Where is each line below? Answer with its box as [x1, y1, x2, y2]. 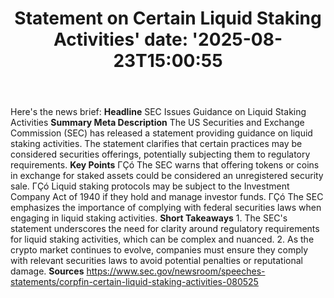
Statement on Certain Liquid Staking [14, 7, 322, 30]
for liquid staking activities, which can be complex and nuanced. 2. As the [10, 233, 315, 246]
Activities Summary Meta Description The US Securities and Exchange [10, 117, 305, 129]
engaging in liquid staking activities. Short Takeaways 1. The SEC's [10, 212, 288, 224]
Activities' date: [53, 28, 188, 51]
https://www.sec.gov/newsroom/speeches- [86, 265, 266, 277]
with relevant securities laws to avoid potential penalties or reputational [10, 255, 303, 267]
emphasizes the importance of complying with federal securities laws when [10, 202, 322, 214]
